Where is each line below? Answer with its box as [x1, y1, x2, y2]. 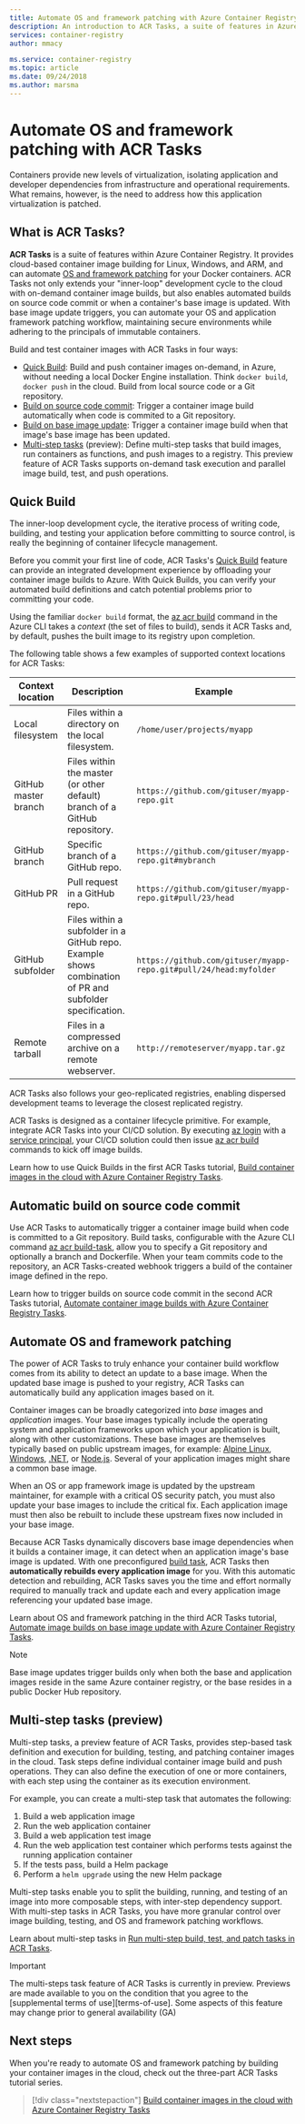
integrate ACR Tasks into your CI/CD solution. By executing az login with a [9, 1125, 286, 1136]
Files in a [66, 1019, 105, 1032]
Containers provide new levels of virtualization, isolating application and [9, 169, 279, 180]
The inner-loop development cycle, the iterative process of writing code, [9, 518, 280, 529]
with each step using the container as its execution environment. [9, 1775, 251, 1786]
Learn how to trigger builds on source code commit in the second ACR [9, 1289, 273, 1300]
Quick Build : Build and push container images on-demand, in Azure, [22, 361, 277, 372]
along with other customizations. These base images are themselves [9, 1433, 266, 1444]
